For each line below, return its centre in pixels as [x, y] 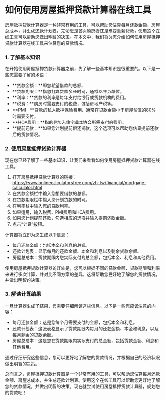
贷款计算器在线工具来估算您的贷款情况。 [46, 43]
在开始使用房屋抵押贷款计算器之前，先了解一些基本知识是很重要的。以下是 [80, 69]
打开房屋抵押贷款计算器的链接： [44, 177]
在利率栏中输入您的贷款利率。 [42, 206]
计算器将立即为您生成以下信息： [37, 235]
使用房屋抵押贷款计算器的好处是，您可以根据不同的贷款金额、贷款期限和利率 [82, 268]
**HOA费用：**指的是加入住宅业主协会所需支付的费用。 [69, 122]
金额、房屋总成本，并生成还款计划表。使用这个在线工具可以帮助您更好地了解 [82, 380]
